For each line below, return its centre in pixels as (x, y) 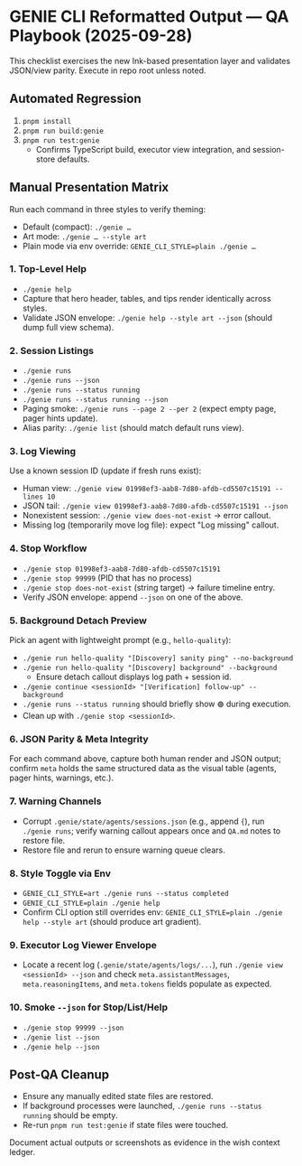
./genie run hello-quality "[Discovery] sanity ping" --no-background (158, 658)
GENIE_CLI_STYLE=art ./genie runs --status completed (125, 893)
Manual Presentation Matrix (89, 187)
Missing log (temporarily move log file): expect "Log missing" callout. (151, 525)
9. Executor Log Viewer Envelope (83, 945)
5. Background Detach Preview (78, 620)
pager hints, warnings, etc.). (62, 778)
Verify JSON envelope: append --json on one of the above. (133, 597)
